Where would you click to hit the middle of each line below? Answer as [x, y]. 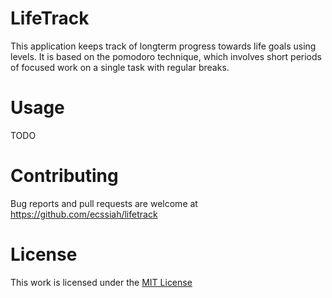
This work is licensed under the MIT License [101, 282]
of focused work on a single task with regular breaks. [120, 67]
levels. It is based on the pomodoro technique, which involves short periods [166, 56]
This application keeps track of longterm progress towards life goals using [163, 46]
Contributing [64, 176]
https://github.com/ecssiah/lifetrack [84, 214]
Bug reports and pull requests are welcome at [104, 203]
